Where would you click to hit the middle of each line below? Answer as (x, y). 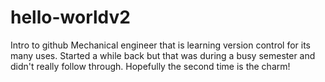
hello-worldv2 (70, 17)
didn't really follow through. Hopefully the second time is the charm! (150, 66)
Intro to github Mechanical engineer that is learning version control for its (160, 45)
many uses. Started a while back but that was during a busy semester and (163, 55)
